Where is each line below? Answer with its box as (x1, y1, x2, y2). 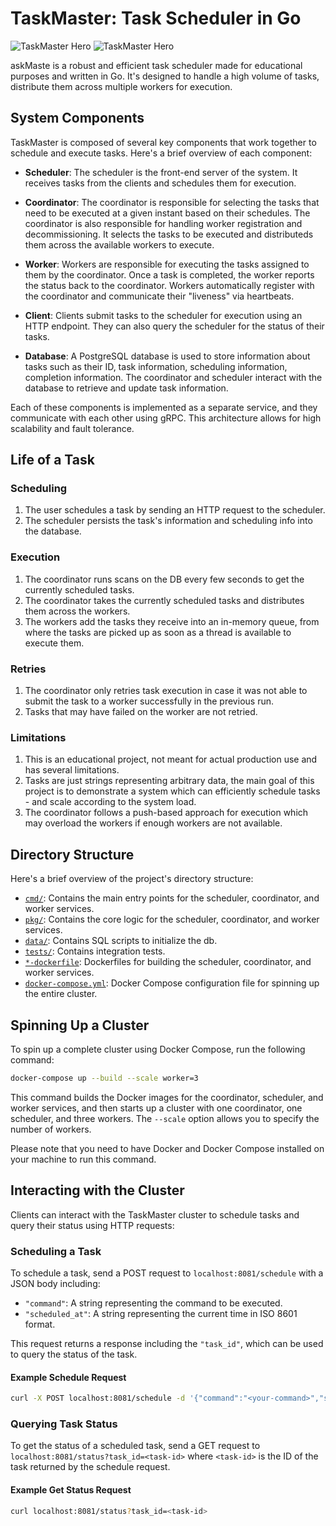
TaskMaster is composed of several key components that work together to (10, 136, 317, 148)
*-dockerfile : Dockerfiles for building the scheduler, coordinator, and (24, 956, 312, 968)
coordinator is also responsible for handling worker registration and (24, 217, 303, 229)
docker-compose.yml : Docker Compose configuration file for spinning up (24, 977, 320, 989)
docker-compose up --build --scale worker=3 (10, 1073, 199, 1083)
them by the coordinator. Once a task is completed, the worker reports (24, 268, 315, 281)
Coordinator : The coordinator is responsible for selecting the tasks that (24, 196, 320, 208)
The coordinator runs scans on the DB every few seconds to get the (24, 573, 305, 585)
